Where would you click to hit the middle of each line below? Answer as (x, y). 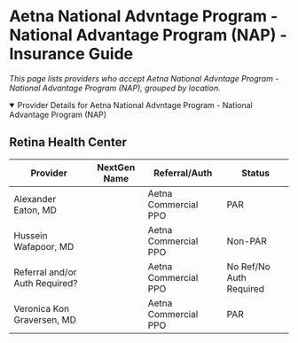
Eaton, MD (35, 210)
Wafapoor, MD (44, 246)
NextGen (116, 168)
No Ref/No (248, 266)
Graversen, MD (45, 319)
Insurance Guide (71, 54)
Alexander (35, 199)
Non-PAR (247, 241)
